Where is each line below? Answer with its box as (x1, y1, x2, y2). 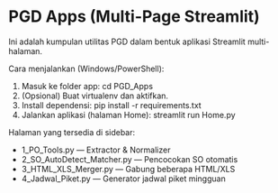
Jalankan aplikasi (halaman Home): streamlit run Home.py (21, 109, 236, 120)
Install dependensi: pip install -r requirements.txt (21, 99, 202, 110)
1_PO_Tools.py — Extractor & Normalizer (21, 144, 171, 155)
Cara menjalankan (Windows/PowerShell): (8, 63, 165, 74)
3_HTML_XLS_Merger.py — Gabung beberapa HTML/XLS (21, 163, 236, 174)
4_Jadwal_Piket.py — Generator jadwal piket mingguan (21, 173, 226, 184)
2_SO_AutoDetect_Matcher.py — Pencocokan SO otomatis (21, 153, 238, 164)
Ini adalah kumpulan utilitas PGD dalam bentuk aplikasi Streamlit (8, 36, 247, 47)
